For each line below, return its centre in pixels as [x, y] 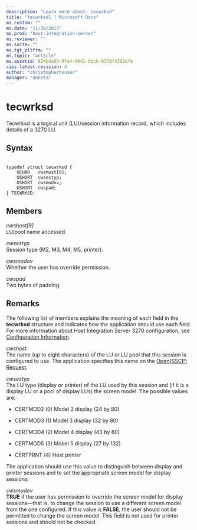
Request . [17, 367]
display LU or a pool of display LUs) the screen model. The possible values [97, 391]
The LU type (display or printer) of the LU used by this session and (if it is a [97, 385]
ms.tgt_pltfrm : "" [29, 50]
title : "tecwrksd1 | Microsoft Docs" [52, 17]
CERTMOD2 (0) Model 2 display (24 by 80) [67, 409]
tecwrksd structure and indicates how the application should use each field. [99, 324]
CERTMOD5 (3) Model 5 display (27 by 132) [68, 443]
